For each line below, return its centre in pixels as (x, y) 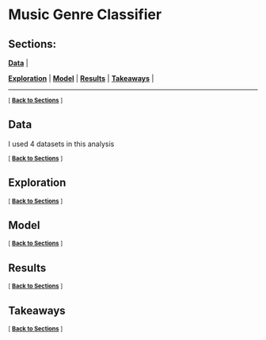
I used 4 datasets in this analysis (61, 144)
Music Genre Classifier (85, 15)
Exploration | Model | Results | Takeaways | (81, 78)
